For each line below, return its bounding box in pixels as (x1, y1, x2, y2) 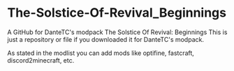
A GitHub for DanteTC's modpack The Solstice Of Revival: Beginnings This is (7, 28, 228, 36)
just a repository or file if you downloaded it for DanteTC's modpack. (7, 35, 205, 43)
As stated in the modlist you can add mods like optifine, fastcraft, (7, 49, 194, 57)
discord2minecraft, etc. (7, 56, 75, 64)
